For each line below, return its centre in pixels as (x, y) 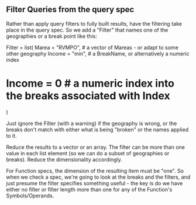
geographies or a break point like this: (52, 36)
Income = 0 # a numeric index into (90, 84)
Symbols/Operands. (30, 196)
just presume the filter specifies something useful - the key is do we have (94, 183)
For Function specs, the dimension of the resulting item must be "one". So (95, 171)
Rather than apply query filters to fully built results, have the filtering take (94, 23)
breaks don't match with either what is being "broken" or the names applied (97, 129)
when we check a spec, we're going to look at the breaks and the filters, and (98, 177)
